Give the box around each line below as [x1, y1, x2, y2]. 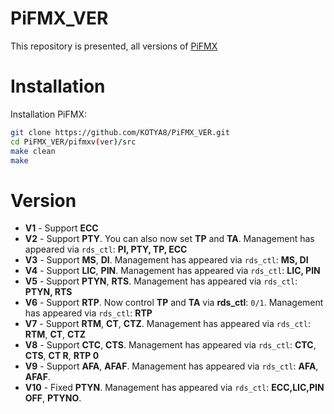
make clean [10, 146, 56, 156]
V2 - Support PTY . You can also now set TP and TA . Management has [24, 233, 315, 245]
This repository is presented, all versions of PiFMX [10, 40, 218, 52]
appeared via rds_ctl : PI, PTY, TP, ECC [24, 243, 188, 256]
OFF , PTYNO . [24, 392, 82, 404]
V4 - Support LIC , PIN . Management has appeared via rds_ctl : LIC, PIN [24, 265, 321, 277]
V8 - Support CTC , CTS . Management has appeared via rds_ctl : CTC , [24, 339, 317, 351]
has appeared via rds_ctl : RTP [24, 307, 153, 319]
